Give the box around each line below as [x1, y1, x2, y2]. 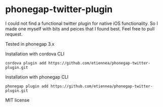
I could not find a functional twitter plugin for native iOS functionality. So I [5, 20, 158, 26]
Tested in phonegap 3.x [5, 41, 55, 47]
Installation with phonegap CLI [5, 74, 69, 80]
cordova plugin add [5, 60, 47, 65]
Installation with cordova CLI [5, 51, 65, 57]
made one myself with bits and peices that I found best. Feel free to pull [5, 25, 155, 31]
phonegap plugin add [5, 84, 49, 89]
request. [5, 31, 23, 37]
